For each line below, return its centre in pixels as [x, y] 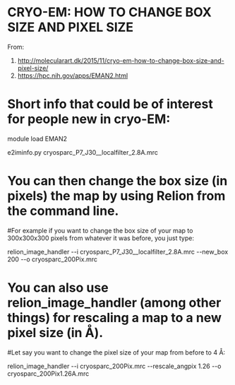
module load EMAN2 [37, 138]
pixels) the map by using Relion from [116, 196]
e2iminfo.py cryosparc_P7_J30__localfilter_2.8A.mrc [83, 152]
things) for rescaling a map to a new [115, 318]
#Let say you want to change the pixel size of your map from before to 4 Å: [116, 352]
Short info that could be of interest [110, 104]
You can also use [58, 288]
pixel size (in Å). [55, 333]
